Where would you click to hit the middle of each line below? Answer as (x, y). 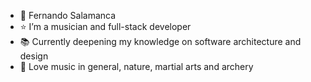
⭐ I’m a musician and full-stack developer (105, 26)
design (34, 56)
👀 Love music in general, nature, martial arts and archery (136, 66)
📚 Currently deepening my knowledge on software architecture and (160, 41)
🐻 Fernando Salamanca (68, 15)
